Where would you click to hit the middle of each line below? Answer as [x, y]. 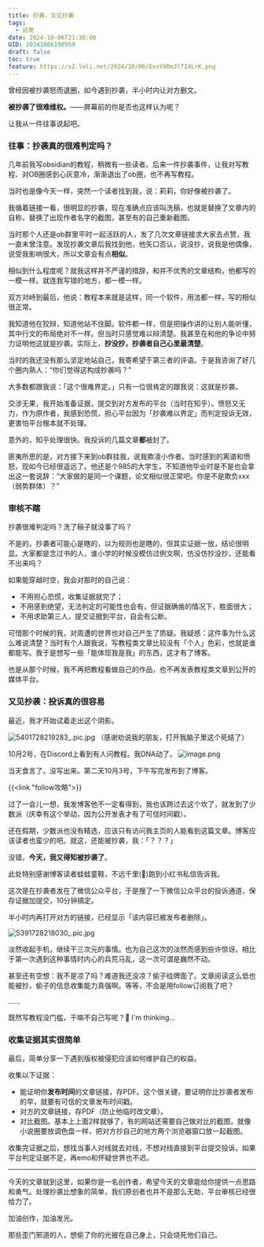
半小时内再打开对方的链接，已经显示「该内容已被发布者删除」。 [110, 917]
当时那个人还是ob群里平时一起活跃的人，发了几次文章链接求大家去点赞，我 [129, 234]
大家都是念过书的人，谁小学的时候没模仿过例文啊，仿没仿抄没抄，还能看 [139, 553]
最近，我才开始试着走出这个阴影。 [63, 720]
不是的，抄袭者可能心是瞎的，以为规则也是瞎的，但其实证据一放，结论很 [125, 544]
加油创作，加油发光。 [42, 1218]
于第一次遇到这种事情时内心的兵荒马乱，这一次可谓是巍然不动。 [111, 959]
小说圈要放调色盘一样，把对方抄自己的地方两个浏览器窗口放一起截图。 [133, 1131]
